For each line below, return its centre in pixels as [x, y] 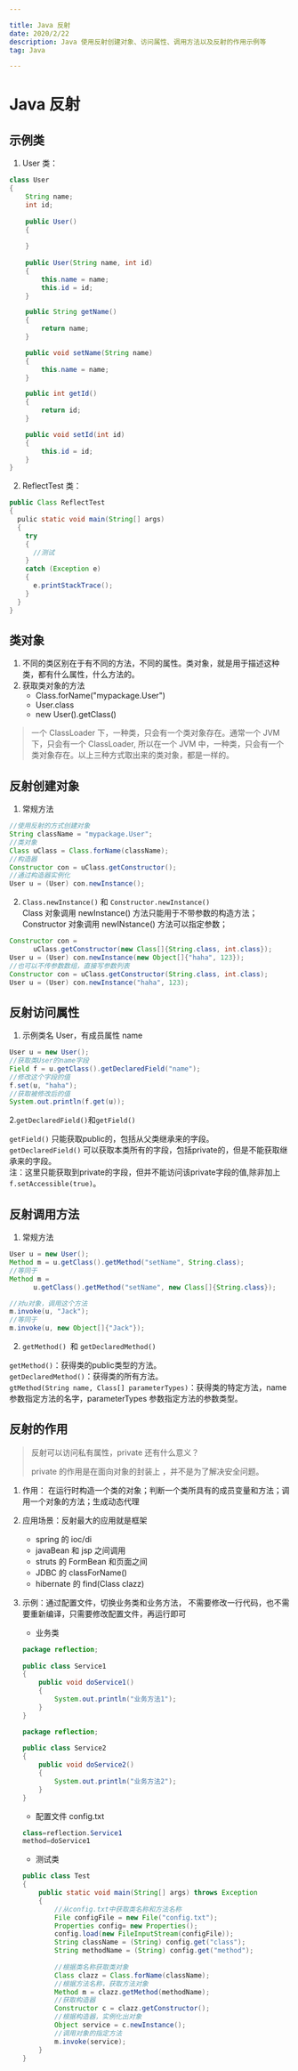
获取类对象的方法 [53, 685]
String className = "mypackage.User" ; [81, 834]
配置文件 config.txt [70, 1816]
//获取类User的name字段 [49, 1061]
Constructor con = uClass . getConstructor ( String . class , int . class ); [139, 974]
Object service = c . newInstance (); [121, 2026]
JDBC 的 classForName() [81, 1573]
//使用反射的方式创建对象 [50, 826]
